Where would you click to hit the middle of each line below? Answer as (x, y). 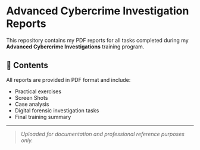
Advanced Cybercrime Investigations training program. (75, 47)
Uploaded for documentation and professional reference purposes (102, 134)
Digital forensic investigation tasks (57, 110)
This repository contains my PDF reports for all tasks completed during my (97, 40)
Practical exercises (38, 91)
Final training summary (43, 117)
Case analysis (32, 104)
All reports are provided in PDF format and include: (68, 79)
